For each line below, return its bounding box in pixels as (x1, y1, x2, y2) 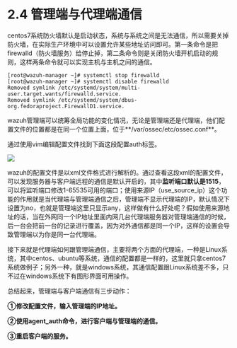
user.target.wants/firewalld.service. (7, 90, 122, 98)
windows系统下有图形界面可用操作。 (25, 272, 133, 280)
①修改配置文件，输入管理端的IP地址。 (7, 301, 122, 310)
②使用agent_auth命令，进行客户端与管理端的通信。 (7, 316, 161, 325)
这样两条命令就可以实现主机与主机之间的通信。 (19, 57, 156, 66)
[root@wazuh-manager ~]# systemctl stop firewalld (7, 71, 160, 79)
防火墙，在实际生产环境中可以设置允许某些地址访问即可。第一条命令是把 (7, 40, 218, 48)
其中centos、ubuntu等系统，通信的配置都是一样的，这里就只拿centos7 (19, 254, 226, 262)
